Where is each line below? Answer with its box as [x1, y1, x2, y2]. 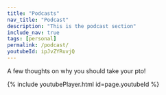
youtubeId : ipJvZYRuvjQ [7, 49, 75, 55]
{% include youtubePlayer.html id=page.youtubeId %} [7, 80, 160, 88]
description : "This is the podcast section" [7, 23, 137, 29]
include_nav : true [7, 29, 60, 36]
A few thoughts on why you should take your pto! [7, 66, 146, 75]
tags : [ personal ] [7, 36, 57, 42]
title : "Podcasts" [7, 10, 60, 17]
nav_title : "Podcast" [7, 16, 69, 23]
